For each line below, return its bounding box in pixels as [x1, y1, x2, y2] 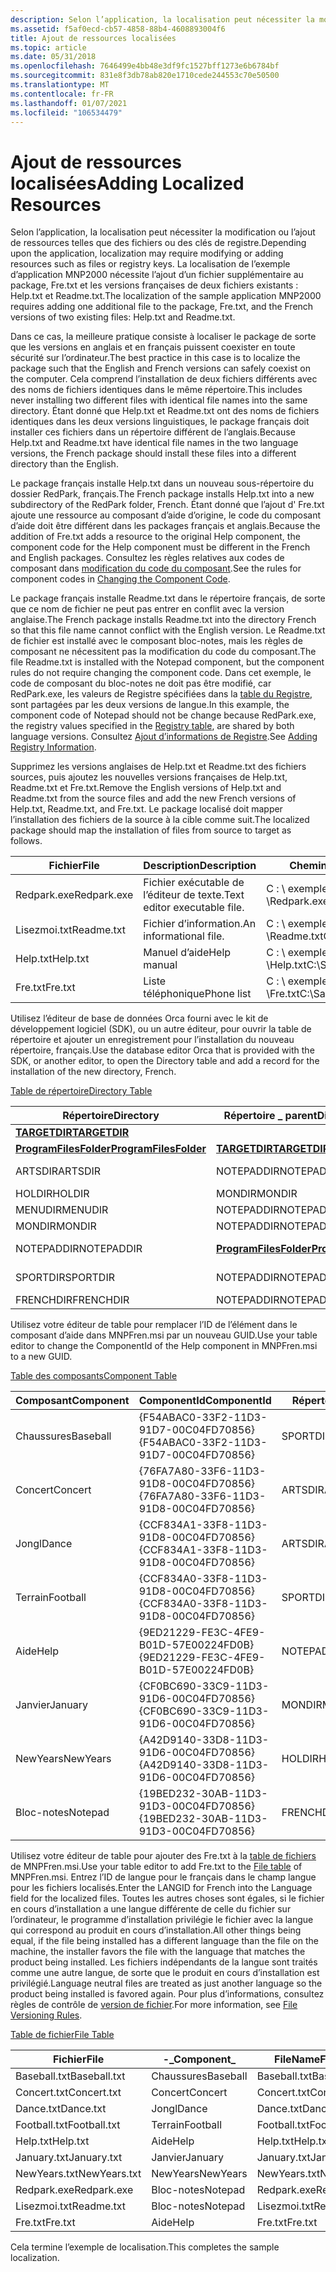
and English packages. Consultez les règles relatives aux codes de [10, 552, 285, 564]
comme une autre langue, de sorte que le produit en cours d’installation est [10, 1967, 320, 1979]
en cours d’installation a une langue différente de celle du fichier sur [10, 1903, 292, 1915]
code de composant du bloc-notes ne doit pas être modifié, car [10, 677, 272, 690]
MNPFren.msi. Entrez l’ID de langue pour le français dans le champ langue [10, 1871, 317, 1883]
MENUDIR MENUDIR [15, 1203, 109, 1217]
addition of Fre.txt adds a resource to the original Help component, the [10, 531, 301, 543]
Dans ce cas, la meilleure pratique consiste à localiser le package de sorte [10, 331, 317, 343]
